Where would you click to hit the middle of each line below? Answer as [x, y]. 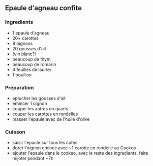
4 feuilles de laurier [32, 69]
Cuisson [15, 132]
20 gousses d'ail [29, 48]
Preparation [20, 87]
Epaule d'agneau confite [44, 8]
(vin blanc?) [24, 54]
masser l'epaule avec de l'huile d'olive [51, 119]
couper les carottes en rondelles [45, 114]
